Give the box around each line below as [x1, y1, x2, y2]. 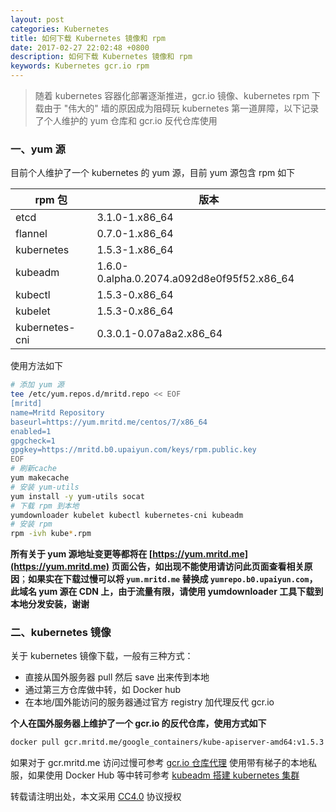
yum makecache [10, 473, 70, 483]
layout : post [10, 14, 65, 25]
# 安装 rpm [10, 519, 53, 530]
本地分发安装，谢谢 [10, 598, 90, 610]
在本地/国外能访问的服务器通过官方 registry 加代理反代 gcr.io [24, 696, 275, 708]
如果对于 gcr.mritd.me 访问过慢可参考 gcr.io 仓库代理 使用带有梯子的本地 [10, 757, 309, 769]
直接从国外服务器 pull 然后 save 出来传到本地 [24, 671, 210, 683]
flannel [15, 227, 48, 241]
